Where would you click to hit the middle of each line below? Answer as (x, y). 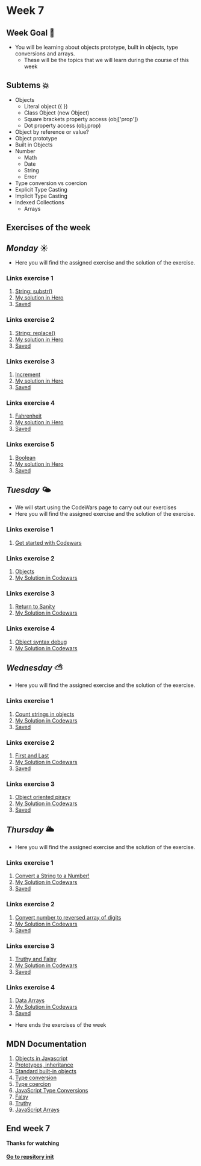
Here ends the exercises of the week (60, 1025)
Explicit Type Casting (41, 189)
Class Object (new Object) (57, 113)
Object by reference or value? (52, 132)
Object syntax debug (41, 642)
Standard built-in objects (46, 1071)
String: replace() (35, 333)
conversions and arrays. (45, 54)
